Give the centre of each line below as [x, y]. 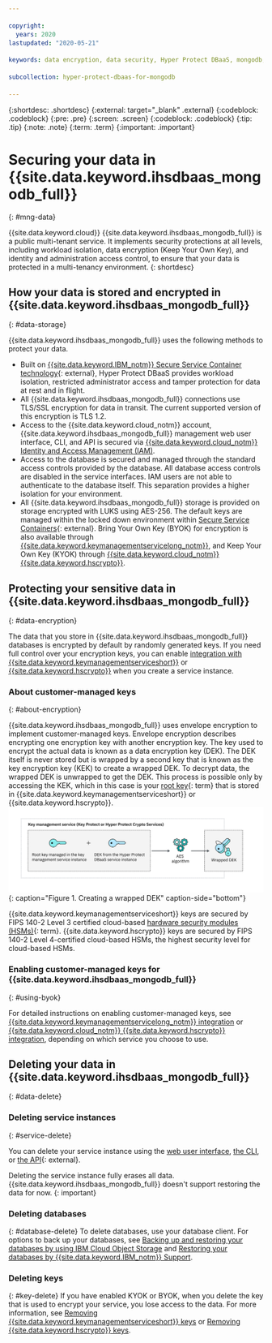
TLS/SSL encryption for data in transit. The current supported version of [140, 408]
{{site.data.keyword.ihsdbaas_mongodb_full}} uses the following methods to [136, 340]
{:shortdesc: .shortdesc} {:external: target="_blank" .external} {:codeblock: [134, 110]
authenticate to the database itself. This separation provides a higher [135, 485]
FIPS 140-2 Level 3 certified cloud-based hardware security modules [123, 923]
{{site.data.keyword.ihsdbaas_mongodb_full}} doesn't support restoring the [134, 1184]
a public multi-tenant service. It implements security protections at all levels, [136, 241]
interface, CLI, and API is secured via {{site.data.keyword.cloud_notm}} [139, 442]
